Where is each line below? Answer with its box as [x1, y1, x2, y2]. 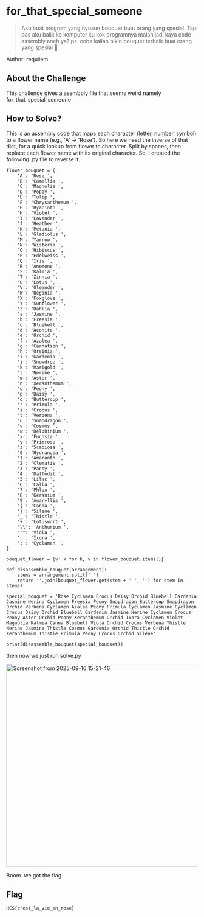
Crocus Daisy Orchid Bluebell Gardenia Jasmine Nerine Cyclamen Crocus [6, 609, 191, 615]
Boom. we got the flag [6, 871, 62, 879]
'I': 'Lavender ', [17, 215, 64, 221]
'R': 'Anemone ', [17, 263, 61, 269]
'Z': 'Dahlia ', [17, 305, 59, 312]
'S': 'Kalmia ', [17, 268, 59, 274]
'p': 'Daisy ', [17, 391, 56, 397]
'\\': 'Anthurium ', [17, 524, 69, 530]
